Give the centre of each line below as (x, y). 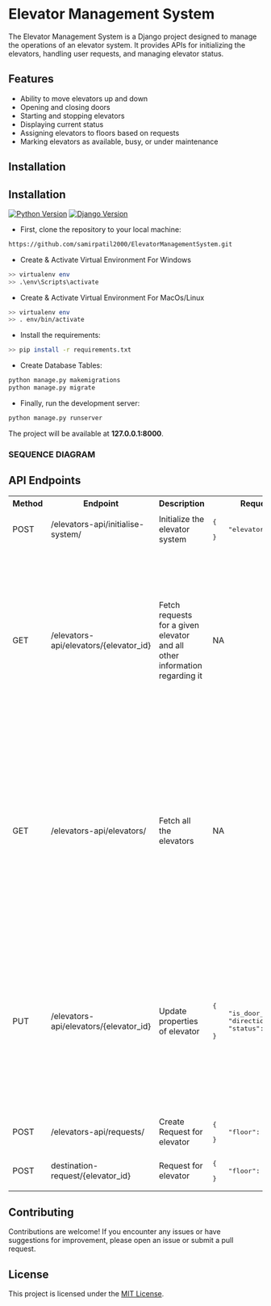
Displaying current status (62, 124)
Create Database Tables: (61, 365)
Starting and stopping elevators (72, 116)
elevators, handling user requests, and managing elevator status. (116, 53)
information (181, 665)
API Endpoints (45, 480)
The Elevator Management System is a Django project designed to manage (133, 36)
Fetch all (175, 820)
